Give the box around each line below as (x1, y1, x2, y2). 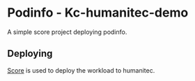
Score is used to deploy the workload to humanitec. (7, 66, 155, 74)
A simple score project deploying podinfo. (7, 28, 127, 36)
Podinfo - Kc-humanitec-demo (7, 5, 189, 21)
